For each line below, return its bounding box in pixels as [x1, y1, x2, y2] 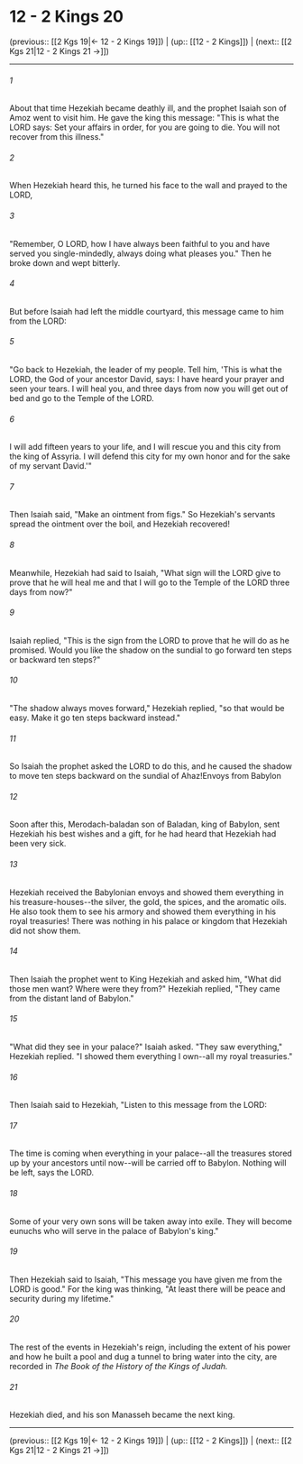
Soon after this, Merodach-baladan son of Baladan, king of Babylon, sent [9, 819, 280, 830]
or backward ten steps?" [9, 654, 101, 664]
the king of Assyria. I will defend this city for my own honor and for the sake [9, 451, 290, 462]
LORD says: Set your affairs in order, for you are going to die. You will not [9, 122, 280, 133]
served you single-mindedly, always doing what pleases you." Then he [9, 248, 272, 259]
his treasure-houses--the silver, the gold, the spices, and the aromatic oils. [9, 896, 287, 907]
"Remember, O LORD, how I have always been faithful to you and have [9, 238, 271, 249]
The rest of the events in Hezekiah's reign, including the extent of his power [9, 1341, 291, 1352]
